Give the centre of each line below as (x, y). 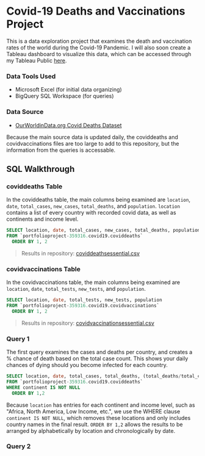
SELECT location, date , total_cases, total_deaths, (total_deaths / (94, 376)
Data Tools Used (31, 76)
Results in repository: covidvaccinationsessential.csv (88, 323)
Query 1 (18, 338)
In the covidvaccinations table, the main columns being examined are (93, 282)
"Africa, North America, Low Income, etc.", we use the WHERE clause (93, 411)
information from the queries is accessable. (61, 150)
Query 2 (19, 446)
